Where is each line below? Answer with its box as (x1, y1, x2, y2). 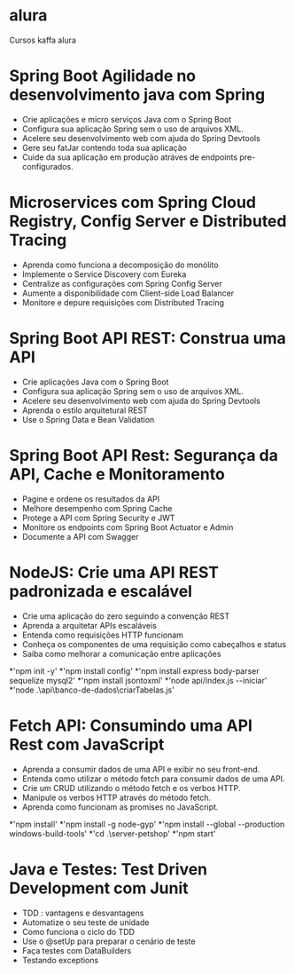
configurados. (21, 161, 74, 171)
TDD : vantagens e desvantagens (21, 907, 144, 918)
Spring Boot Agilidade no (9, 66, 197, 86)
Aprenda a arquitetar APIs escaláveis (21, 620, 157, 630)
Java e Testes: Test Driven (9, 859, 208, 879)
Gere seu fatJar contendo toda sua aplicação (21, 142, 188, 153)
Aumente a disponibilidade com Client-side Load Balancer (21, 288, 235, 298)
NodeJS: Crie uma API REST (9, 562, 220, 582)
